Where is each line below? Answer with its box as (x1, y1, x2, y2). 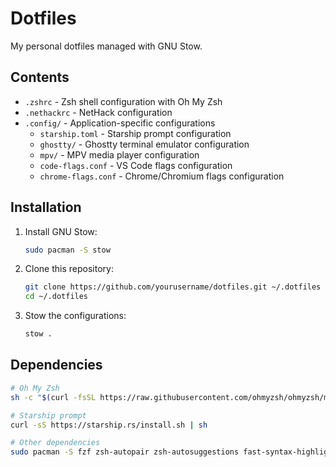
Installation (10, 199, 82, 216)
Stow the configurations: (24, 310, 127, 322)
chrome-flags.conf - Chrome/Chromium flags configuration (39, 170, 285, 182)
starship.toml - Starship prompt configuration (39, 127, 232, 139)
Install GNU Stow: (24, 225, 98, 237)
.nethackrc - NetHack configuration (24, 106, 173, 118)
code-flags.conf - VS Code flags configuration (39, 159, 233, 171)
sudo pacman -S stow (24, 245, 111, 255)
